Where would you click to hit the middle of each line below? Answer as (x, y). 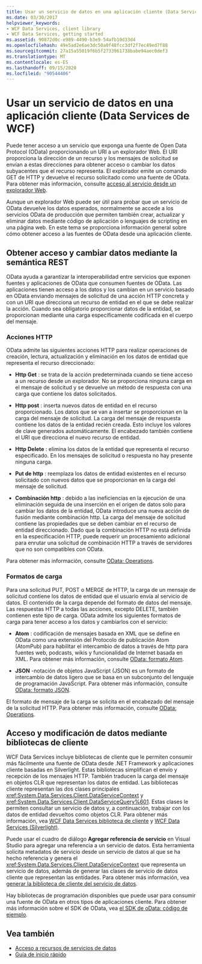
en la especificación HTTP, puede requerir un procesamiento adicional (103, 536)
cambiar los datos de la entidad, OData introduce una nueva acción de (102, 511)
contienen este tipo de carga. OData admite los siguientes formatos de (94, 615)
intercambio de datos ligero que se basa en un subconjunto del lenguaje (104, 677)
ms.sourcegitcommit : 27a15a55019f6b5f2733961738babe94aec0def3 (87, 51)
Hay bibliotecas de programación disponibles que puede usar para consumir (101, 895)
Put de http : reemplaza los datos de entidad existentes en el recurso (100, 474)
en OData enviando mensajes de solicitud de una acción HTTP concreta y (98, 296)
